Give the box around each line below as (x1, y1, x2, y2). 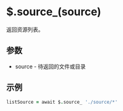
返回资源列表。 (6, 26, 44, 33)
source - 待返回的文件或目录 (15, 63, 86, 70)
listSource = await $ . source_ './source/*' (6, 99, 118, 105)
